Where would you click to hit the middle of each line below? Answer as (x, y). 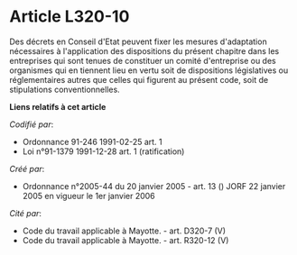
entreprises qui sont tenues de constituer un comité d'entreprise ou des (143, 60)
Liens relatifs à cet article (58, 106)
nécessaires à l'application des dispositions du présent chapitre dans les (144, 50)
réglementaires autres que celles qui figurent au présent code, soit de (139, 79)
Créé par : (27, 168)
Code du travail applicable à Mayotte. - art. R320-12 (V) (125, 240)
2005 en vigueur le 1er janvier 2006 (88, 196)
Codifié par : (32, 124)
